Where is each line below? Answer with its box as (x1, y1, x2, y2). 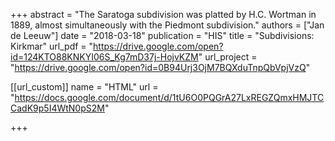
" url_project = (198, 51, 258, 63)
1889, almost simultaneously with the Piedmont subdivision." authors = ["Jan (10, 19, 325, 31)
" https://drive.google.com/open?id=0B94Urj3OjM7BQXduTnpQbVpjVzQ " (10, 62, 311, 73)
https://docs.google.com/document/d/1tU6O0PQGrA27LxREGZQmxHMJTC (14, 92, 325, 103)
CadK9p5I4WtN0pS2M (10, 102, 105, 114)
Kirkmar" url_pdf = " (10, 40, 94, 52)
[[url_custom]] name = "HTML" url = (10, 81, 159, 93)
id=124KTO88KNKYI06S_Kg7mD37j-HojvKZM (10, 51, 199, 63)
